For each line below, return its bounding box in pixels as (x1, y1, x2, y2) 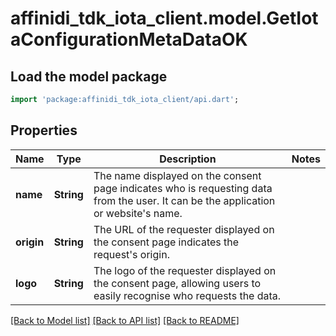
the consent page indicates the (93, 235, 240, 249)
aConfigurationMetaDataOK (10, 28, 248, 51)
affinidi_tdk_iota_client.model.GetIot (10, 7, 319, 30)
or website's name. (93, 206, 183, 220)
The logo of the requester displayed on (93, 263, 277, 277)
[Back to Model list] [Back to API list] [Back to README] (10, 314, 240, 326)
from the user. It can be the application (93, 193, 276, 207)
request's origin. (93, 247, 170, 261)
